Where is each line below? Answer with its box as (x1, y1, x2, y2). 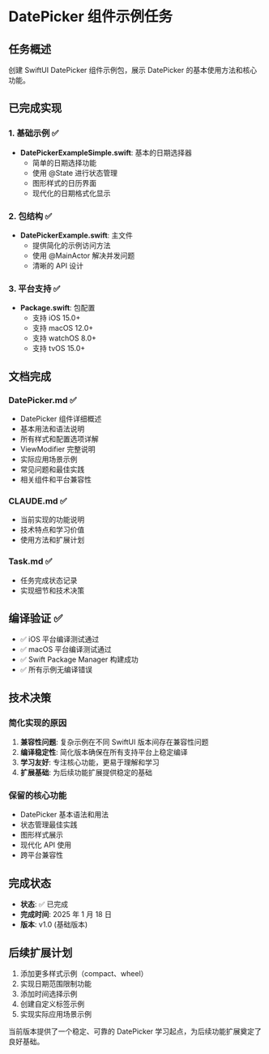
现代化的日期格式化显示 (32, 188, 111, 198)
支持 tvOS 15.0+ (32, 344, 86, 353)
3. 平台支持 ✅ (8, 283, 61, 294)
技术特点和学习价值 (19, 525, 85, 535)
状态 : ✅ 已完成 (19, 899, 69, 909)
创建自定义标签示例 (19, 999, 85, 1009)
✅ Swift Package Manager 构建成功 (19, 654, 139, 665)
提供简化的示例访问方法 (32, 240, 111, 250)
